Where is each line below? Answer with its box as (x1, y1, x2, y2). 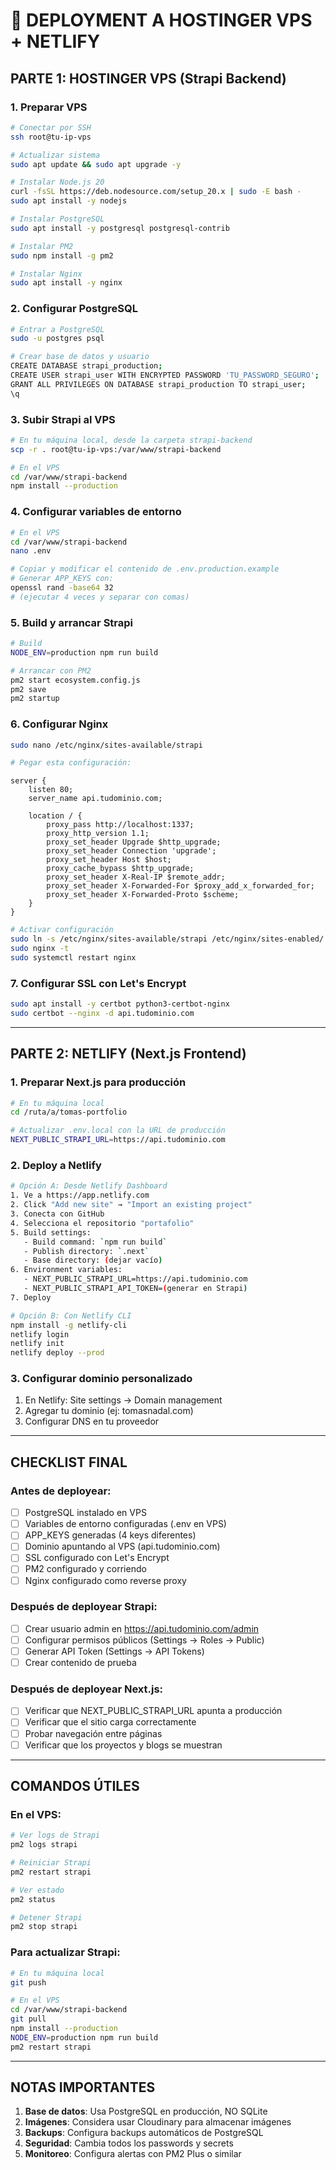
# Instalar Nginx (10, 269, 83, 279)
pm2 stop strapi (10, 1922, 78, 1932)
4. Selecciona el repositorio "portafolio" (10, 1218, 195, 1228)
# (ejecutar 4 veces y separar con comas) (10, 592, 190, 602)
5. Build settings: (10, 1227, 92, 1238)
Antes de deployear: (10, 1484, 112, 1498)
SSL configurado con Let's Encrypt (24, 1552, 170, 1564)
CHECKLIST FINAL (10, 1454, 128, 1471)
